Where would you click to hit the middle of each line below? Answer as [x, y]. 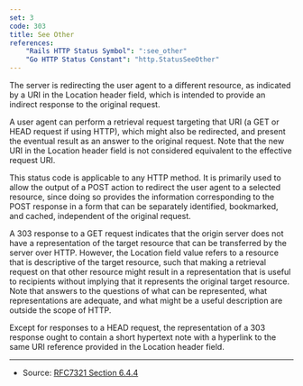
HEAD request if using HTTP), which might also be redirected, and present [147, 131]
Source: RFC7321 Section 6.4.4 [80, 372]
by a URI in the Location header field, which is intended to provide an [138, 95]
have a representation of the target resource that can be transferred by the [148, 243]
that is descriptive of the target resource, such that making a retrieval [138, 262]
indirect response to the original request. [85, 104]
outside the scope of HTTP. [60, 310]
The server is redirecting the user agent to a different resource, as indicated [150, 85]
